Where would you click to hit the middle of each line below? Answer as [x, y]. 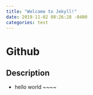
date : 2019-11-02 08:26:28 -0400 [47, 17]
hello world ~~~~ [35, 87]
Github [23, 51]
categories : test [27, 22]
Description [28, 73]
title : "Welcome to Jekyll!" [42, 11]
